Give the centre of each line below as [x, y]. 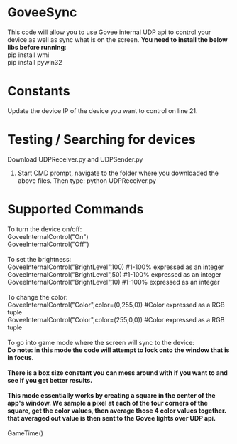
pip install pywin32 [35, 62]
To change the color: [38, 297]
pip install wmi [28, 55]
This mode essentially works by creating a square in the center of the [111, 395]
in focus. [21, 357]
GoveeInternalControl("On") [48, 236]
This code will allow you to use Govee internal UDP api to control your [109, 32]
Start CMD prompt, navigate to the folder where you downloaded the [118, 173]
